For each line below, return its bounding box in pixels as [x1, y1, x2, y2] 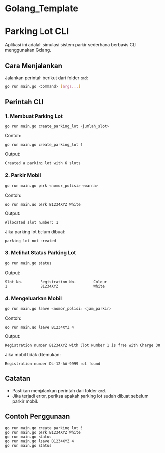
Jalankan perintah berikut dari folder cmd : [5, 75, 88, 81]
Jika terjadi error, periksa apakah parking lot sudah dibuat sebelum [12, 393, 149, 399]
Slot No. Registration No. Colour [5, 279, 107, 284]
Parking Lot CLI [5, 26, 69, 37]
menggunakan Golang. [5, 47, 52, 53]
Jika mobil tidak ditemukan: [5, 351, 61, 357]
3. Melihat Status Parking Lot [5, 249, 76, 256]
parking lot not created [5, 238, 56, 243]
